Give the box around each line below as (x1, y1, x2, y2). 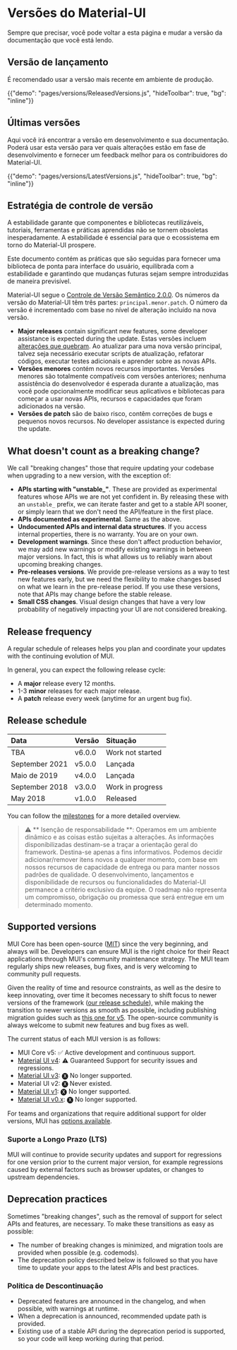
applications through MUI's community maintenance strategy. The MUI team (7, 954, 229, 963)
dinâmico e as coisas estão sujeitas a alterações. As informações (24, 832, 214, 841)
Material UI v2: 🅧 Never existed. (17, 1079, 112, 1087)
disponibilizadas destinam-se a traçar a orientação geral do (24, 840, 198, 848)
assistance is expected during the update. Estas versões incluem (17, 334, 207, 343)
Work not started (105, 747, 162, 757)
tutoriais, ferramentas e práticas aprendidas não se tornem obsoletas (7, 226, 209, 235)
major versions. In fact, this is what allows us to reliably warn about (17, 552, 213, 561)
